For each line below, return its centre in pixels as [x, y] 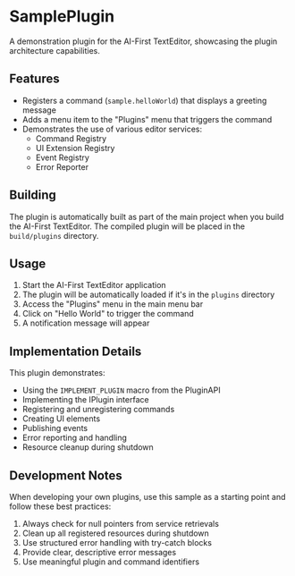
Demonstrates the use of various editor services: [112, 129]
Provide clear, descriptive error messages [99, 552]
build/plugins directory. [54, 235]
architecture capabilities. [55, 50]
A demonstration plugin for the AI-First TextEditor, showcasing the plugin [143, 41]
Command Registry [71, 138]
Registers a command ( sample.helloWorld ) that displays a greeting [144, 100]
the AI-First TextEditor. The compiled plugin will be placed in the [127, 226]
